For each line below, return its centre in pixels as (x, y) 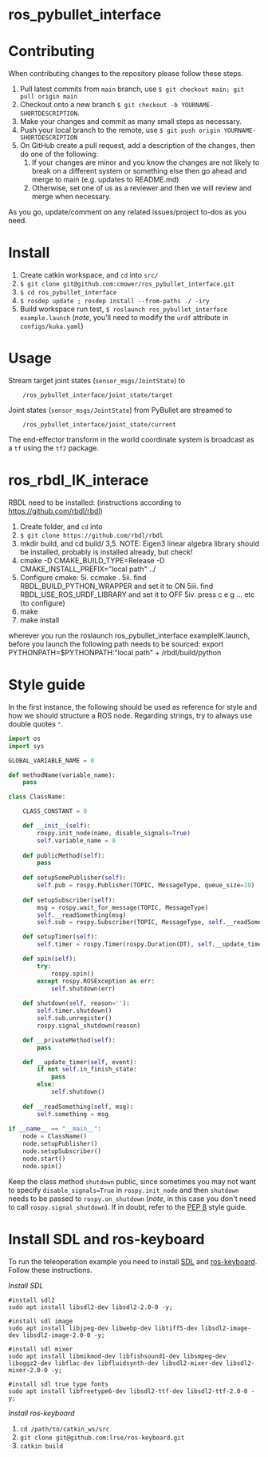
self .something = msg (73, 1114)
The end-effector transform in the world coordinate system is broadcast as (131, 439)
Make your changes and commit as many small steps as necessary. (130, 122)
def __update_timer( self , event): (80, 1062)
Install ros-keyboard (41, 1413)
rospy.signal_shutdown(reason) (89, 1026)
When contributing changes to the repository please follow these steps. (126, 74)
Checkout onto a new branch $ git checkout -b (99, 105)
